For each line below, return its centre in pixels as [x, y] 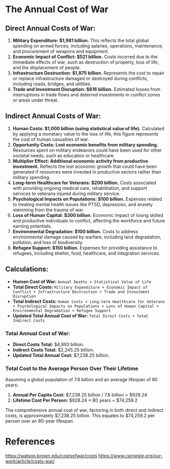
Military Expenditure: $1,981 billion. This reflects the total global [81, 40]
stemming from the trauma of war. [48, 210]
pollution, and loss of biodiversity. [48, 242]
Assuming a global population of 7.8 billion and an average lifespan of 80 [81, 380]
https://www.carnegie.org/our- [131, 456]
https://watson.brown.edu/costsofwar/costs [51, 456]
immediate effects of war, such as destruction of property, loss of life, [86, 62]
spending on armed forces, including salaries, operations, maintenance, [88, 46]
